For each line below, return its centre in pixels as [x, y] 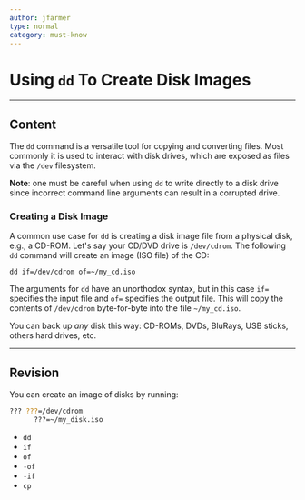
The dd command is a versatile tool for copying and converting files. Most [147, 146]
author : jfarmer [40, 18]
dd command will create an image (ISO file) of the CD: [109, 255]
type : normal [34, 26]
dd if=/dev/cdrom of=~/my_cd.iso [73, 272]
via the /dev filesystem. [53, 165]
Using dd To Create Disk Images [130, 80]
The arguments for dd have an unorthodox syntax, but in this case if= [139, 289]
